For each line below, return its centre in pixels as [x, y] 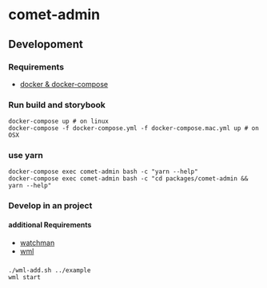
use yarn [26, 156]
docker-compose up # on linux [59, 121]
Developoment [46, 44]
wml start [25, 277]
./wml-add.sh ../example [50, 270]
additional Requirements [50, 224]
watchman [37, 243]
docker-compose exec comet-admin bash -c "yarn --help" [103, 172]
